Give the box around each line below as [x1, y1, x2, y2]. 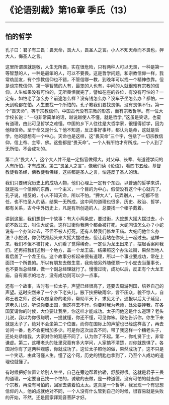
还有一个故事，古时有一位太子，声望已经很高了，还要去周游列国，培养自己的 [5, 283, 164, 289]
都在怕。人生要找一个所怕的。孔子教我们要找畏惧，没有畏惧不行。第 [18, 101, 159, 107]
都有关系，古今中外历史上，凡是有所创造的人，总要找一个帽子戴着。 [5, 205, 146, 211]
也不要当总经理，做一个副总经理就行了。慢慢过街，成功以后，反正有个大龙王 [5, 265, 164, 272]
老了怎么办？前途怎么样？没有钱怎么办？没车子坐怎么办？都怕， [27, 95, 159, 101]
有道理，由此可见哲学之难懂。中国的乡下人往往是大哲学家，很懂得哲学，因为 [5, 120, 164, 126]
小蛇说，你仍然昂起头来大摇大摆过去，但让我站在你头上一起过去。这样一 [14, 234, 164, 240]
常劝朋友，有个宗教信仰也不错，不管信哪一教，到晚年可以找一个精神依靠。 [5, 76, 159, 82]
